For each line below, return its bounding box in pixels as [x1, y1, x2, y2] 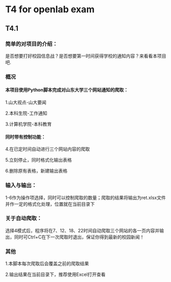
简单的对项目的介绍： [5, 40, 58, 47]
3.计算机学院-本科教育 [5, 121, 52, 127]
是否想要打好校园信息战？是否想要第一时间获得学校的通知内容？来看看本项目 [5, 53, 166, 59]
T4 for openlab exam [5, 4, 95, 15]
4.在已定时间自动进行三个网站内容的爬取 [5, 146, 90, 152]
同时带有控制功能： [5, 134, 46, 140]
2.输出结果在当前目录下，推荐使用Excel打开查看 [5, 271, 106, 277]
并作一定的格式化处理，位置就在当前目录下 [5, 201, 95, 207]
